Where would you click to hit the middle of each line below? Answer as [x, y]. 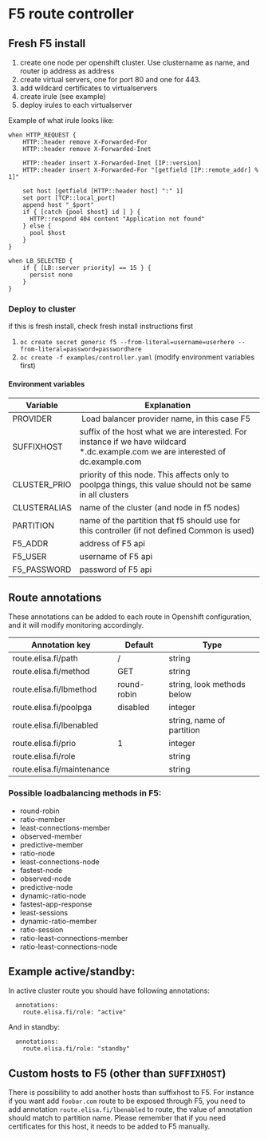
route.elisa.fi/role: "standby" [76, 1049]
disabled [133, 708]
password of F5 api [116, 569]
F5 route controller [71, 14]
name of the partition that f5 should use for [160, 520]
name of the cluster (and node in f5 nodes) [160, 507]
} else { [37, 226]
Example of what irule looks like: [61, 120]
